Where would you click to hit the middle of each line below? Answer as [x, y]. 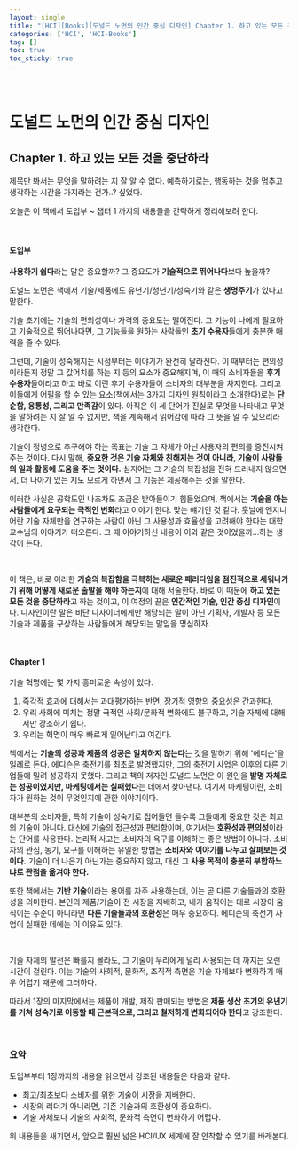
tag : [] [24, 42]
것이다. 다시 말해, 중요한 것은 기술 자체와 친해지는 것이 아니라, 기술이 [142, 458]
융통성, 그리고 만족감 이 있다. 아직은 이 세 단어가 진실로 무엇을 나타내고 [148, 406]
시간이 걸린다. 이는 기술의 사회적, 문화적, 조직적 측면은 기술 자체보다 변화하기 [141, 972]
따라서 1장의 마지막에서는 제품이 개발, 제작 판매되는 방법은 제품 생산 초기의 [137, 1001]
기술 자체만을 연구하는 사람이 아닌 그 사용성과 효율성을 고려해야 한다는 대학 [154, 521]
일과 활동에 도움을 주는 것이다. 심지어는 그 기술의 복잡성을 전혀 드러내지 [141, 469]
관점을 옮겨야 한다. [57, 872]
